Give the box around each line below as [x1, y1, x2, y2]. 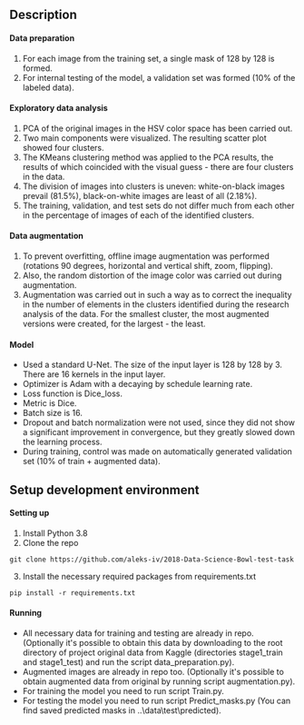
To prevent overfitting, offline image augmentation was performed [22, 251, 270, 262]
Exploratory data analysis [9, 103, 109, 114]
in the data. [22, 171, 65, 182]
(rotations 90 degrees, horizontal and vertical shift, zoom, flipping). [22, 261, 274, 271]
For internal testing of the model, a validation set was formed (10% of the [22, 72, 296, 83]
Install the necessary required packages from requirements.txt [22, 571, 257, 581]
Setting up [9, 508, 50, 519]
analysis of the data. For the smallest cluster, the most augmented [22, 309, 270, 319]
